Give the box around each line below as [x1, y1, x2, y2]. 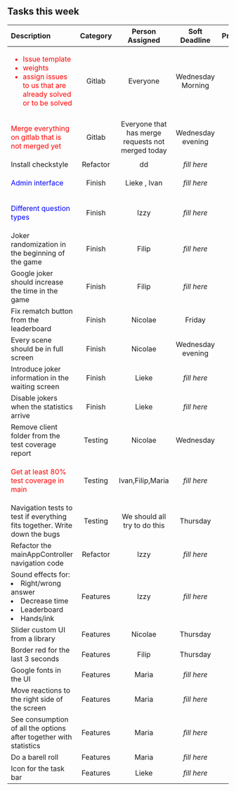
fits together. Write [11, 520, 72, 530]
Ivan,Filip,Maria [119, 476, 169, 485]
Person [131, 26, 157, 36]
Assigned [127, 35, 160, 45]
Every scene [11, 335, 52, 345]
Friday [185, 315, 206, 325]
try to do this [122, 520, 165, 530]
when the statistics [11, 402, 73, 412]
